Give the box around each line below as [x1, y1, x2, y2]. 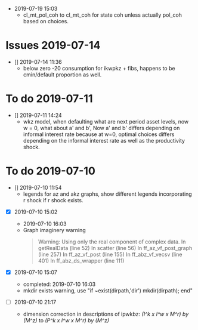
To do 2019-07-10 [5, 164, 96, 178]
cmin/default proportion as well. [23, 71, 102, 78]
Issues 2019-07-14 [5, 39, 101, 53]
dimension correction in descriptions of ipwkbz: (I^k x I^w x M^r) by [23, 310, 189, 317]
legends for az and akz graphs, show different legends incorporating [23, 190, 192, 198]
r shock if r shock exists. [23, 196, 84, 203]
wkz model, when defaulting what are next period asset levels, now [23, 118, 189, 125]
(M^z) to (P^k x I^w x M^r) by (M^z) [23, 317, 110, 324]
